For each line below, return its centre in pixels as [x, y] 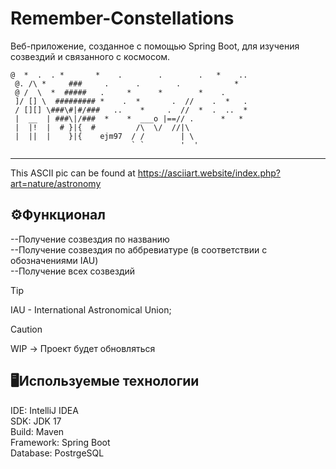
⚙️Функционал [58, 215]
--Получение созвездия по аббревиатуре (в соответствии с [139, 249]
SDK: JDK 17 [36, 421]
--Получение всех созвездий [73, 271]
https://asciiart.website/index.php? [209, 173]
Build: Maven [37, 431]
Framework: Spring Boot [60, 442]
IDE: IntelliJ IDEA [44, 410]
